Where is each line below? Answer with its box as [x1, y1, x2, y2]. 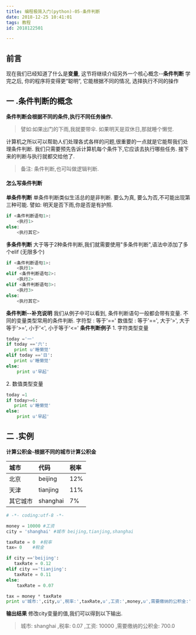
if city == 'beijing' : [6, 555, 59, 562]
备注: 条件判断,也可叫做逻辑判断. [20, 165, 99, 172]
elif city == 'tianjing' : [6, 566, 67, 572]
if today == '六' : [6, 342, 48, 347]
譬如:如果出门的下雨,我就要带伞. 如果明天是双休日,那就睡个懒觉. [20, 125, 174, 132]
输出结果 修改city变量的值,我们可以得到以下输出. [6, 610, 123, 617]
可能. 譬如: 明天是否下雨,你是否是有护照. [16, 201, 114, 209]
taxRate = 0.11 [14, 571, 51, 577]
